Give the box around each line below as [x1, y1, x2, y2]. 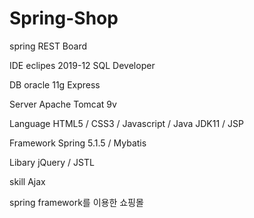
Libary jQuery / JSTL [9, 156, 95, 168]
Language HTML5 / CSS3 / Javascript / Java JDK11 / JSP [9, 117, 244, 129]
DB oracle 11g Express [9, 78, 101, 91]
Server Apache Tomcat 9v [9, 98, 117, 110]
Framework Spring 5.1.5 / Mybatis [9, 137, 147, 149]
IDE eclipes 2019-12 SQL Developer [9, 59, 156, 71]
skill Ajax [9, 175, 46, 187]
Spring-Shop [9, 7, 119, 30]
